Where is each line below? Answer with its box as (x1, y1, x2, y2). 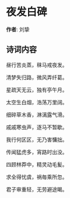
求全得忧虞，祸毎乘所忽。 (6, 173, 68, 180)
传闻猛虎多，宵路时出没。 (6, 148, 68, 155)
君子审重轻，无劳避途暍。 (6, 186, 68, 193)
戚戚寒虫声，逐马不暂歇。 (6, 124, 68, 131)
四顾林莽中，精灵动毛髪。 (6, 161, 68, 168)
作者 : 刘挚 (6, 26, 30, 33)
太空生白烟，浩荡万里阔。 (6, 98, 68, 105)
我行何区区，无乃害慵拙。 (6, 136, 68, 143)
